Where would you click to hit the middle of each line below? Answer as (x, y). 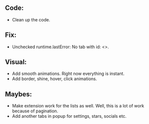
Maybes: (19, 94)
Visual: (16, 62)
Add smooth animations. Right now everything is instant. (68, 74)
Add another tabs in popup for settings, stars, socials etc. (69, 116)
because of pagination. (35, 111)
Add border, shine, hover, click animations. (54, 79)
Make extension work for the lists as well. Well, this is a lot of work (78, 106)
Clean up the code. (31, 19)
